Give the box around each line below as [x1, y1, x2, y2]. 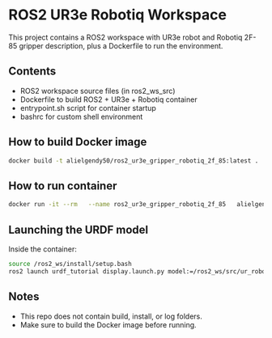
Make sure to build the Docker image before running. [19, 319, 197, 329]
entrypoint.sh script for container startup [19, 103, 156, 112]
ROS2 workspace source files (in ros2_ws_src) [19, 86, 176, 95]
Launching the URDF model [8, 222, 149, 236]
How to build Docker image [8, 135, 147, 149]
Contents [8, 65, 57, 78]
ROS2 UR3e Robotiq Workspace [8, 6, 227, 24]
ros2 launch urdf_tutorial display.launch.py [8, 267, 164, 276]
